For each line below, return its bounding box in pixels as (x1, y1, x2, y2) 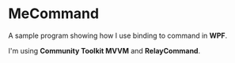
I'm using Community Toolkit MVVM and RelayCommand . (8, 46, 200, 55)
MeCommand (8, 5, 100, 23)
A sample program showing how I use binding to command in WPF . (8, 31, 228, 40)
